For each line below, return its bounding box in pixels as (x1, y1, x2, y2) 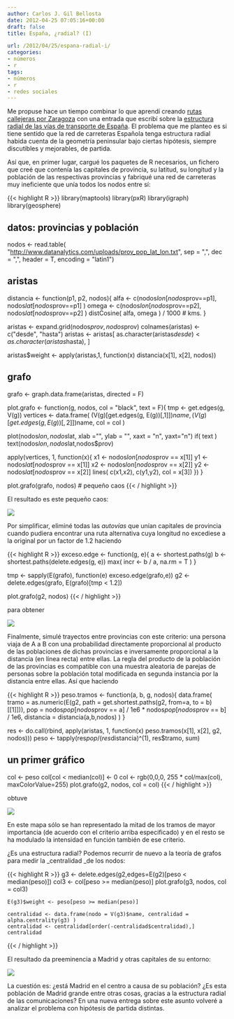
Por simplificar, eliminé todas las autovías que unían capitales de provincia (7, 521, 222, 529)
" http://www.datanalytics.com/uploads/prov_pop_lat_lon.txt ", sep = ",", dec (7, 248, 222, 256)
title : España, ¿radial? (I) (7, 29, 92, 37)
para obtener (7, 605, 45, 614)
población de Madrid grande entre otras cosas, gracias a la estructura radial (7, 989, 226, 997)
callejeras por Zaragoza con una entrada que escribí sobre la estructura (7, 115, 214, 123)
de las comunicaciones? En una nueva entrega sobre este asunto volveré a (7, 996, 223, 1005)
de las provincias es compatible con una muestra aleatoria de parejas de (7, 662, 217, 670)
